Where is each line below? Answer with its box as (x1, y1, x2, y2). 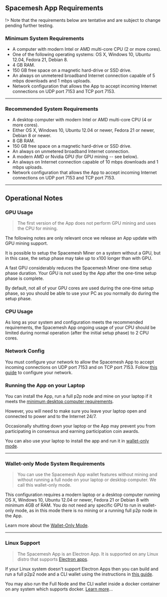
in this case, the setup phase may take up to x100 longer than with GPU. (5, 256, 153, 261)
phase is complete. (5, 275, 44, 281)
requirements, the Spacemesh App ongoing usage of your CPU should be (5, 325, 156, 331)
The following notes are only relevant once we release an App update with (5, 235, 158, 241)
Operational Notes (5, 194, 63, 202)
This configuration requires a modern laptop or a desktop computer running (5, 492, 161, 498)
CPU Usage (5, 308, 33, 315)
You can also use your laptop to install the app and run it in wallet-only (5, 437, 149, 444)
